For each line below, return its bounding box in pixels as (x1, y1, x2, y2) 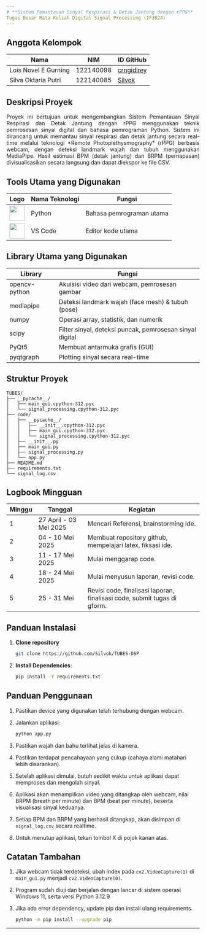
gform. (88, 602, 107, 610)
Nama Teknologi (31, 195, 80, 203)
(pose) (58, 305, 78, 314)
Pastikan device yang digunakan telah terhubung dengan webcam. (15, 707, 184, 714)
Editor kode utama (85, 227, 138, 235)
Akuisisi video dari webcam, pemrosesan (58, 280, 177, 289)
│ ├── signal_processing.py (6, 449, 84, 455)
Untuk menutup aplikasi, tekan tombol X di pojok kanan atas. (15, 834, 169, 841)
